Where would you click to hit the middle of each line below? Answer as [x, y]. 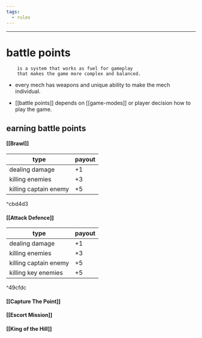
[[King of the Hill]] [29, 329]
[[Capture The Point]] [34, 301]
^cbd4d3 [17, 204]
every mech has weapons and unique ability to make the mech [92, 85]
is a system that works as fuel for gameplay [75, 69]
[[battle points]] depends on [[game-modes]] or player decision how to [103, 103]
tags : [13, 12]
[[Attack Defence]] [30, 217]
